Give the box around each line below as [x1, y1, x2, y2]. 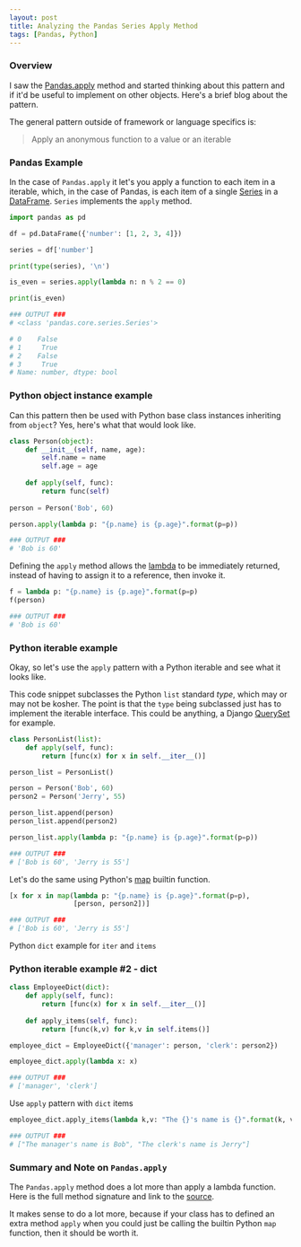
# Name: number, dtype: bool [9, 368, 118, 377]
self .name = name [41, 453, 106, 462]
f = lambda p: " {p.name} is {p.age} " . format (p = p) [9, 587, 199, 597]
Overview [9, 59, 53, 72]
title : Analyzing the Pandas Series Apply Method [9, 22, 199, 31]
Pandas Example [9, 156, 83, 169]
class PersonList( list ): [9, 734, 102, 743]
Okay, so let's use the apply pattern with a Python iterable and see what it [9, 662, 281, 672]
